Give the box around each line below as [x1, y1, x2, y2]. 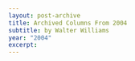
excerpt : [8, 41, 38, 49]
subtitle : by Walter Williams [8, 26, 110, 34]
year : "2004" [8, 33, 52, 42]
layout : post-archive [8, 11, 81, 20]
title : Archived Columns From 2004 [8, 19, 128, 27]
